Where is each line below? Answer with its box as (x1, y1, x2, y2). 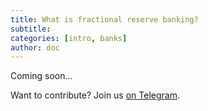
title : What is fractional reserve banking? (10, 14, 199, 25)
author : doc (10, 42, 60, 53)
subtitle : (10, 24, 52, 34)
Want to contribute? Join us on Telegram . (10, 89, 180, 101)
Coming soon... (10, 70, 73, 82)
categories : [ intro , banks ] (10, 33, 128, 43)
